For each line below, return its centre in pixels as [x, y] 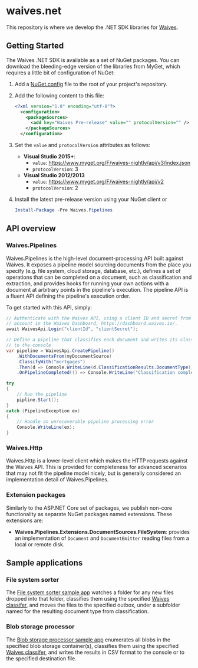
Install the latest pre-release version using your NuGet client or [91, 199]
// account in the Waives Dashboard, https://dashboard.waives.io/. [92, 324]
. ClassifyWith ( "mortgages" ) [51, 361]
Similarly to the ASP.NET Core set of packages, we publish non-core [89, 508]
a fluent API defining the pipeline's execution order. [68, 296]
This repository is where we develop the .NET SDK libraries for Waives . [92, 27]
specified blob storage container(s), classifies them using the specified [92, 646]
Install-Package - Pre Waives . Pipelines [64, 210]
